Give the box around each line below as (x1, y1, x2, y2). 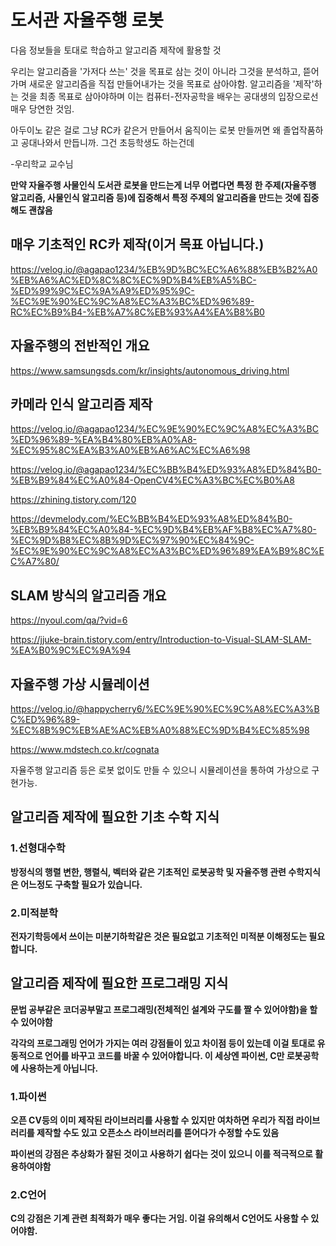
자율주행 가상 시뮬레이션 (10, 676, 150, 693)
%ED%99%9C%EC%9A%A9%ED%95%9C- (10, 284, 195, 296)
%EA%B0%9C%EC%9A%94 (10, 644, 132, 656)
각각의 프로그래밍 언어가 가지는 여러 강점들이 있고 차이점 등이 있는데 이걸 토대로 (10, 1037, 316, 1049)
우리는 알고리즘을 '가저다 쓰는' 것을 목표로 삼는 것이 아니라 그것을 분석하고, (10, 65, 301, 77)
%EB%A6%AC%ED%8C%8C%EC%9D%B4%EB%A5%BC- (10, 274, 257, 286)
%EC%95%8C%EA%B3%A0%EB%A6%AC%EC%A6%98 (10, 444, 251, 456)
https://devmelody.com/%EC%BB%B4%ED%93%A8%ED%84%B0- (10, 513, 293, 525)
